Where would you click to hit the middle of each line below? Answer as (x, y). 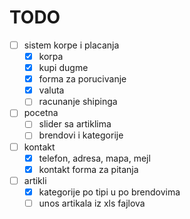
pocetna (41, 113)
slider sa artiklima (75, 124)
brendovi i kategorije (81, 135)
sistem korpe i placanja (71, 45)
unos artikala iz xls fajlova (92, 203)
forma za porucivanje (82, 79)
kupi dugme (63, 68)
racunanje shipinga (78, 102)
